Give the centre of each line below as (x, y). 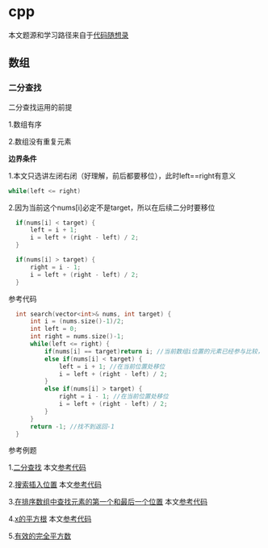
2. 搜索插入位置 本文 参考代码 (55, 485)
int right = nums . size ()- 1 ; (77, 337)
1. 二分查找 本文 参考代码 (47, 467)
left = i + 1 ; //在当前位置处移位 (112, 366)
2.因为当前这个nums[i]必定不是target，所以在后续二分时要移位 (112, 207)
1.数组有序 (25, 124)
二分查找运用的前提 (40, 107)
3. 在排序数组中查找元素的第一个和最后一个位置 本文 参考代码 (108, 502)
